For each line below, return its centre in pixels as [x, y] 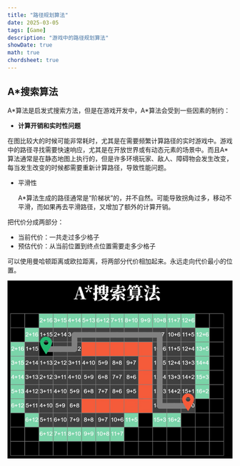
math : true [24, 53]
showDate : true [30, 45]
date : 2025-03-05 [33, 22]
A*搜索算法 [33, 92]
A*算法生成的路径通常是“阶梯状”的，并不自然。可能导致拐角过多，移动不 [125, 198]
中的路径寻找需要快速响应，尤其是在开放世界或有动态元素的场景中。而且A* [118, 149]
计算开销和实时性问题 [49, 126]
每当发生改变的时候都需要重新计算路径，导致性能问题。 [89, 167]
